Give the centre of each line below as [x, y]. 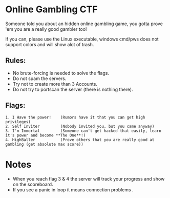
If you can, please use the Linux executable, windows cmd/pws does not [82, 39]
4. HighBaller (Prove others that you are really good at [80, 140]
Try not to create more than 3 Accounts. [55, 84]
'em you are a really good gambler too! [46, 29]
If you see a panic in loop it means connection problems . [73, 190]
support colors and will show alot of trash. [50, 44]
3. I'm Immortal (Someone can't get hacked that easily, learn [83, 131]
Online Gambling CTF [52, 9]
